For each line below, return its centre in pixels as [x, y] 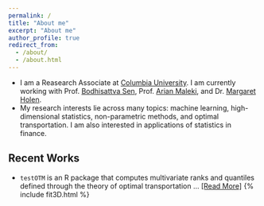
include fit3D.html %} [54, 194]
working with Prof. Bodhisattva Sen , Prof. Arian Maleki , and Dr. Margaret [138, 91]
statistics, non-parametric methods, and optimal [140, 116]
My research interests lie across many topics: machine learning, [124, 107]
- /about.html [39, 60]
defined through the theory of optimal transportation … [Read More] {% [137, 186]
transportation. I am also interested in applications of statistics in [126, 125]
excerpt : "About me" [43, 30]
